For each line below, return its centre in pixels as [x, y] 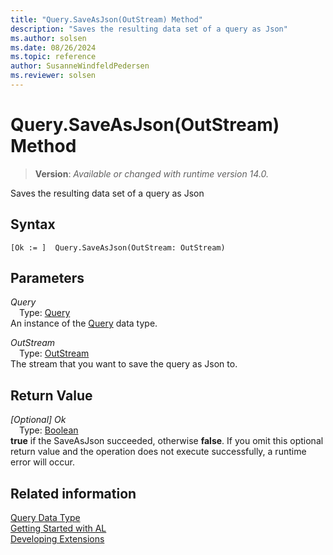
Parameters [47, 278]
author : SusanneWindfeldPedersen [80, 66]
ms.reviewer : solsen [53, 76]
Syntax [33, 224]
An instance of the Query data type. [84, 323]
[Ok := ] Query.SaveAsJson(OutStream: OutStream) [118, 247]
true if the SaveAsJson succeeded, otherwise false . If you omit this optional [167, 441]
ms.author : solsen [48, 38]
